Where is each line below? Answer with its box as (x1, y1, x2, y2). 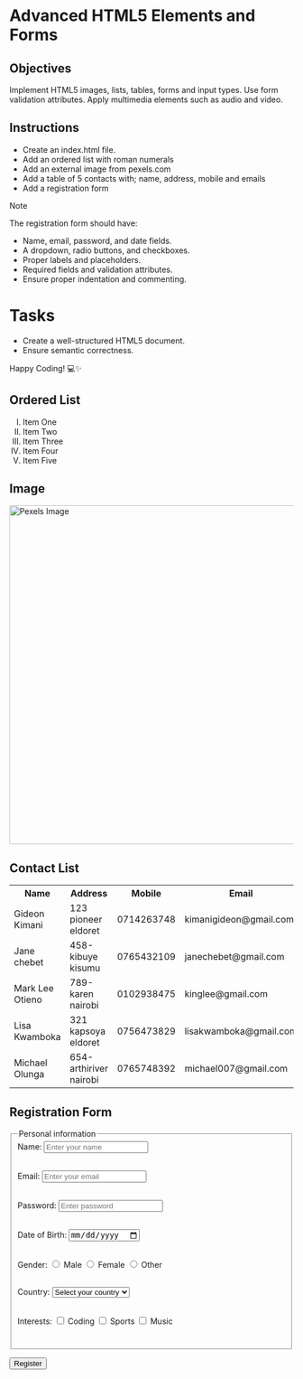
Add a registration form (22, 183, 110, 193)
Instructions (9, 120, 79, 136)
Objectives (9, 61, 72, 76)
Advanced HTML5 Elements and (9, 5, 256, 26)
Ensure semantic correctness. (22, 344, 134, 355)
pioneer (69, 914, 103, 926)
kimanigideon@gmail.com (184, 914, 295, 926)
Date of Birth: (17, 1230, 68, 1241)
